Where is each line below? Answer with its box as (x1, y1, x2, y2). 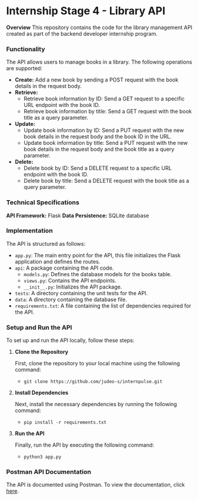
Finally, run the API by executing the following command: (14, 441, 155, 449)
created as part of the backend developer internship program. (6, 30, 158, 37)
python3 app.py (23, 454, 61, 460)
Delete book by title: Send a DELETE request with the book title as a (23, 177, 189, 185)
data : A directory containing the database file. (14, 296, 127, 303)
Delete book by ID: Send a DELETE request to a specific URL (23, 164, 172, 172)
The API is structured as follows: (6, 240, 86, 247)
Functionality (6, 45, 46, 53)
